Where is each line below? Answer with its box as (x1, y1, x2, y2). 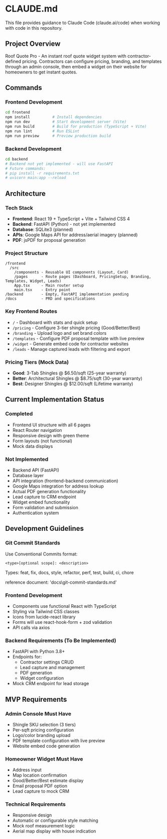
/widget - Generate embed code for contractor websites (12, 340, 129, 347)
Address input (12, 767, 42, 773)
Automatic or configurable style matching (12, 817, 99, 823)
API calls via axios (12, 624, 50, 630)
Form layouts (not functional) (12, 438, 73, 444)
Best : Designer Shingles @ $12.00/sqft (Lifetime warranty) (12, 381, 133, 387)
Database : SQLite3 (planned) (12, 227, 74, 233)
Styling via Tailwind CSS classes (12, 608, 80, 614)
